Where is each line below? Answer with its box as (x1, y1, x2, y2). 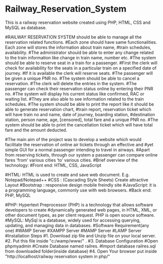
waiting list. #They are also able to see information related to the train (5, 96, 145, 102)
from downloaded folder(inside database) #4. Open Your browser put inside (5, 248, 157, 254)
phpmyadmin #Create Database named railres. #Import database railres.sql (5, 243, 156, 249)
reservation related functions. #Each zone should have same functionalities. (5, 39, 157, 45)
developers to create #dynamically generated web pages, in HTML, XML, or (5, 207, 157, 212)
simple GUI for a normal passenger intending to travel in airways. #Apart (5, 147, 150, 153)
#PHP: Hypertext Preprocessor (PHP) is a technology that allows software (5, 202, 153, 208)
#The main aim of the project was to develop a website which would (5, 136, 142, 142)
